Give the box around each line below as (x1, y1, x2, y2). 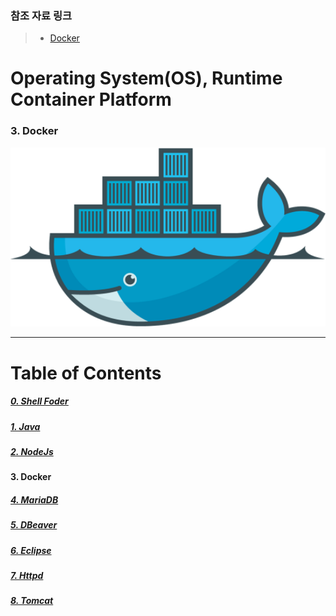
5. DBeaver (10, 519, 58, 531)
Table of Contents (10, 362, 162, 384)
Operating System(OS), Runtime (10, 67, 283, 90)
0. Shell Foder (10, 395, 69, 407)
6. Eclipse (10, 544, 52, 556)
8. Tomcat (10, 595, 54, 607)
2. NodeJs (10, 445, 54, 457)
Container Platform (10, 88, 172, 111)
